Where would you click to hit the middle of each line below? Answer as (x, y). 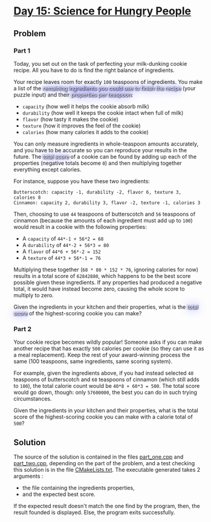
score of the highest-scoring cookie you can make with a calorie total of (103, 417)
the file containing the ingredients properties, (79, 488)
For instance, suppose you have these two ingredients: (82, 181)
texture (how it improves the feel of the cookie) (81, 126)
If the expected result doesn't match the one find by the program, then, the (107, 506)
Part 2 (23, 329)
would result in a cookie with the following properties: (80, 227)
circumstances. (33, 399)
